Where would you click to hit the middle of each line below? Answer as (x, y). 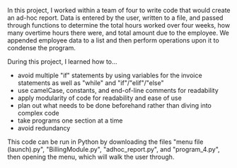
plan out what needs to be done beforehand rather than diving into (115, 105)
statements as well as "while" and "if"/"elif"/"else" (91, 83)
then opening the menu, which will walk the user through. (91, 157)
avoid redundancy (44, 128)
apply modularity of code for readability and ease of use (99, 98)
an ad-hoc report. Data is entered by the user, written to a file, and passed (115, 18)
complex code (38, 113)
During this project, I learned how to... (63, 62)
